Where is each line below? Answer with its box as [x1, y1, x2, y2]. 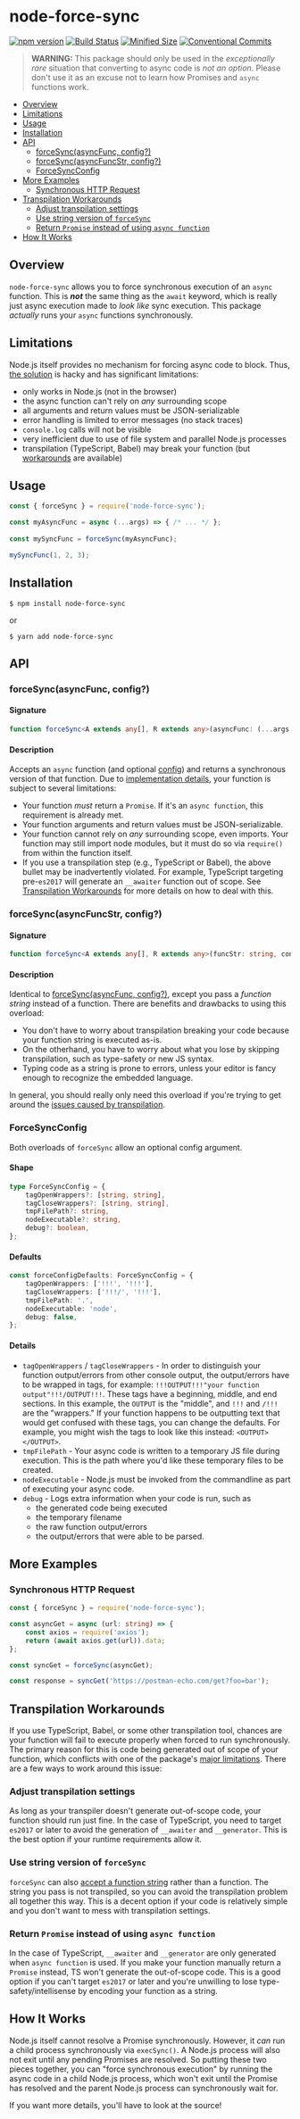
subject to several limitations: [9, 783, 117, 794]
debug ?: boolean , [25, 1224, 90, 1233]
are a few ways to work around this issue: [9, 1763, 162, 1774]
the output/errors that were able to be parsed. [35, 1531, 205, 1541]
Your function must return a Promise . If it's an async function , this [21, 801, 263, 811]
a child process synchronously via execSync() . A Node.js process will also [9, 2044, 281, 2055]
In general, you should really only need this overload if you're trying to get [9, 1090, 281, 1101]
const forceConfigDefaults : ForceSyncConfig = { [9, 1271, 194, 1280]
